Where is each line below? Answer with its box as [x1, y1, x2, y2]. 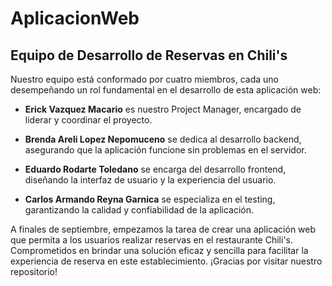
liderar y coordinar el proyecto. [24, 114, 153, 126]
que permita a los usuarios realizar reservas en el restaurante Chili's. [10, 234, 294, 246]
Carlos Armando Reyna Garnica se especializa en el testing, [24, 193, 276, 205]
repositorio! [10, 266, 58, 277]
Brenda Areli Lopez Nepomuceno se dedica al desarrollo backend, [24, 133, 302, 145]
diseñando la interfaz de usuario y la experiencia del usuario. [24, 174, 277, 186]
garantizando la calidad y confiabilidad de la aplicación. [24, 204, 255, 216]
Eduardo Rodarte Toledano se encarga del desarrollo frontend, [24, 163, 287, 175]
